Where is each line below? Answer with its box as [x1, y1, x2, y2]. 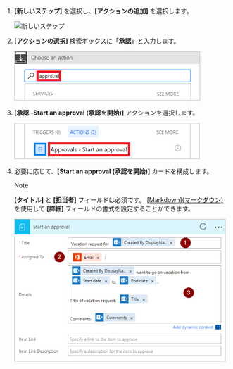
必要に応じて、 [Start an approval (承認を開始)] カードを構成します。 [13, 167, 213, 175]
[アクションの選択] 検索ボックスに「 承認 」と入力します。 [13, 37, 180, 45]
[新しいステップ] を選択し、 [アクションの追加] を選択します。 [13, 7, 193, 15]
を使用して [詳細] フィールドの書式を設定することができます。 [13, 204, 195, 213]
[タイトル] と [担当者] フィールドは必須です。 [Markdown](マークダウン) [13, 196, 224, 204]
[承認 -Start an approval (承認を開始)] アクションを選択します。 [13, 108, 199, 117]
